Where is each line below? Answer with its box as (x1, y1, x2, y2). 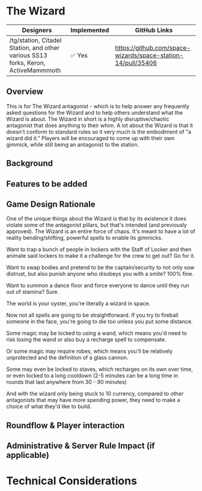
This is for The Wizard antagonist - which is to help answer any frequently (6, 102, 190, 109)
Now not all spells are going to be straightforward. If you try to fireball (6, 311, 179, 319)
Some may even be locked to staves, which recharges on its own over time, (6, 365, 194, 373)
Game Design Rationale (6, 199, 96, 209)
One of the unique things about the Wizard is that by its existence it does (6, 215, 186, 222)
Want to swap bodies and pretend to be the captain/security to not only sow (6, 264, 195, 271)
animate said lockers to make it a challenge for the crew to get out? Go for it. (6, 252, 195, 260)
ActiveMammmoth (9, 66, 61, 75)
